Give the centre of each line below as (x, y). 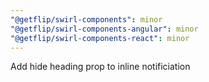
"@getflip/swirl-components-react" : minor (100, 38)
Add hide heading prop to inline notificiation (100, 67)
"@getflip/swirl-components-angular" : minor (104, 29)
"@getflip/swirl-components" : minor (86, 19)
